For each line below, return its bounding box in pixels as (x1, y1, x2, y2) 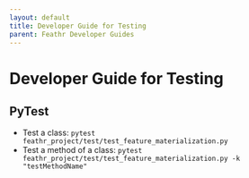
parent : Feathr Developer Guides (9, 30, 135, 38)
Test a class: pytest (22, 127, 96, 139)
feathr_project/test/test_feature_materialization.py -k (22, 154, 241, 164)
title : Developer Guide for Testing (9, 21, 147, 30)
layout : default (9, 13, 70, 22)
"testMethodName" (22, 162, 88, 171)
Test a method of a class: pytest (22, 145, 143, 156)
